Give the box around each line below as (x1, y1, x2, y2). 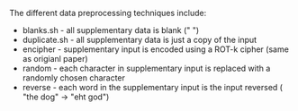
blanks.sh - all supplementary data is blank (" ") (22, 25, 200, 35)
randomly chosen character (22, 73, 126, 83)
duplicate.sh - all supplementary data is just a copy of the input (22, 35, 257, 45)
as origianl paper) (22, 54, 88, 64)
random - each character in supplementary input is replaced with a (22, 63, 271, 73)
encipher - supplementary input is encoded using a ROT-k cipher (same (22, 44, 290, 55)
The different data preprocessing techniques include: (9, 8, 207, 18)
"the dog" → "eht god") (22, 91, 110, 102)
